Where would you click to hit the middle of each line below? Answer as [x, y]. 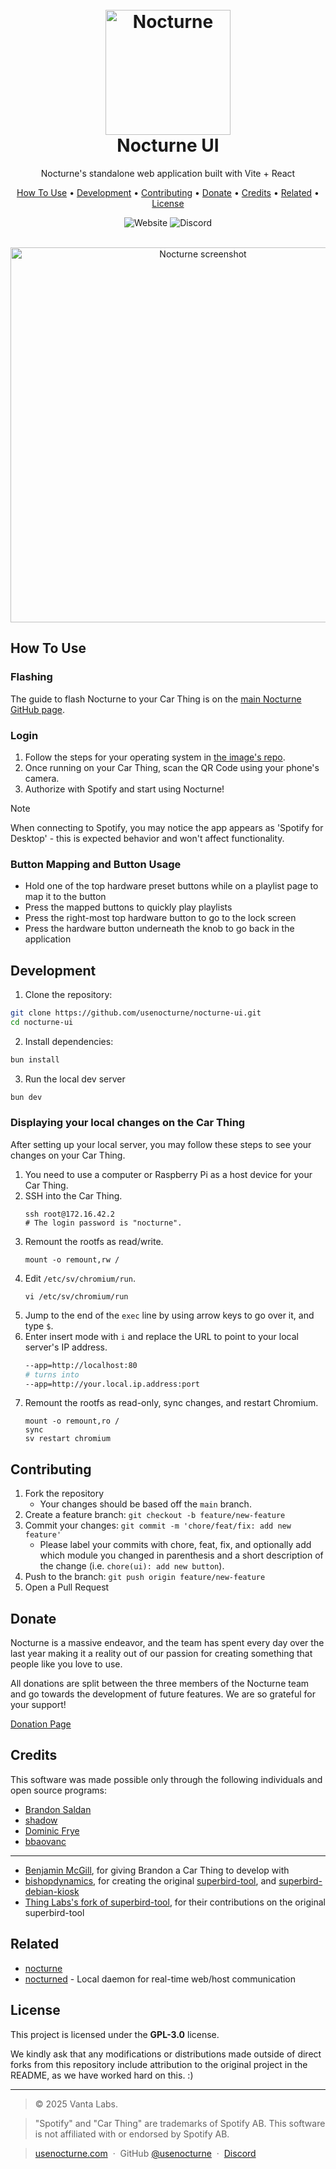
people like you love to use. [66, 1664]
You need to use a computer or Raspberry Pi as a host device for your [168, 1174]
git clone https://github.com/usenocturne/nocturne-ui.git [136, 1013]
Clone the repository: [68, 995]
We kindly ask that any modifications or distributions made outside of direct [166, 2054]
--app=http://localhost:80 [81, 1365]
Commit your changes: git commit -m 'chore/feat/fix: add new [158, 1525]
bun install [35, 1059]
